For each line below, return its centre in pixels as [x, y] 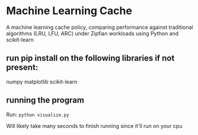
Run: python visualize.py [38, 114]
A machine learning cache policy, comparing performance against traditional [100, 27]
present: [22, 67]
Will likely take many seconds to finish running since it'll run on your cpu [94, 126]
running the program [45, 101]
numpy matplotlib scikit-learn [42, 81]
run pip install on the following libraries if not [90, 58]
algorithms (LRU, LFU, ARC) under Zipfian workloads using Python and [92, 33]
